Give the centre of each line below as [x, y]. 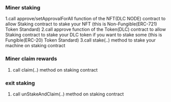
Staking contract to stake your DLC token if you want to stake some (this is [84, 35]
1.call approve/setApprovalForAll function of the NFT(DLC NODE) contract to [86, 19]
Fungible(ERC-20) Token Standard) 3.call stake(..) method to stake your [81, 40]
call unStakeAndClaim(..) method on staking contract [68, 94]
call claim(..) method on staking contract [55, 70]
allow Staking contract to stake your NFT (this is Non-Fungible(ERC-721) [81, 24]
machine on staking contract [35, 46]
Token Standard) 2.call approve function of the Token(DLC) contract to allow [86, 29]
